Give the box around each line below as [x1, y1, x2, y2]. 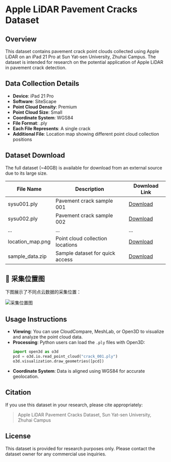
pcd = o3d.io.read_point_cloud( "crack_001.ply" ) [12, 354, 118, 359]
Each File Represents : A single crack [12, 125, 91, 131]
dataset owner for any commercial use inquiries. [5, 451, 107, 457]
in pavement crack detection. [5, 65, 67, 70]
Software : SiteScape [12, 98, 57, 104]
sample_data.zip [8, 253, 47, 260]
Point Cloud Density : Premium [12, 104, 77, 110]
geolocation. [12, 373, 39, 379]
